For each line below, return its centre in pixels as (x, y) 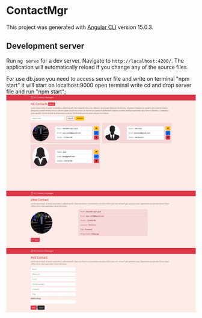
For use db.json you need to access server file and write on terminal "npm (98, 78)
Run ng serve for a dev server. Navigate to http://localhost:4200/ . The (95, 60)
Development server (45, 46)
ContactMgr (37, 11)
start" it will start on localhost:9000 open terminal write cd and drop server (99, 85)
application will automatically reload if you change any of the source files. (97, 67)
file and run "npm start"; (36, 92)
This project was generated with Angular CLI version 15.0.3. (80, 27)
